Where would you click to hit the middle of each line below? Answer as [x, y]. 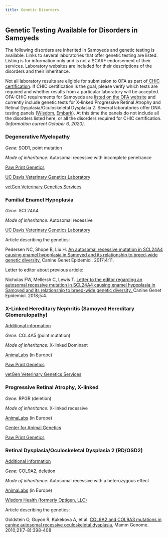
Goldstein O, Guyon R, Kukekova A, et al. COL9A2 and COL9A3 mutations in [83, 519]
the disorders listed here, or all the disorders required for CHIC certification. [83, 118]
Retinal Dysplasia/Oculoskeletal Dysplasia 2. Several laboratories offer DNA [83, 108]
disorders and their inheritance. [38, 71]
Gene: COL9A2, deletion [30, 471]
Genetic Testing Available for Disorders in [71, 30]
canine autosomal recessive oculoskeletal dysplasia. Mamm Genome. [77, 524]
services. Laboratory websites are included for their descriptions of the [79, 66]
